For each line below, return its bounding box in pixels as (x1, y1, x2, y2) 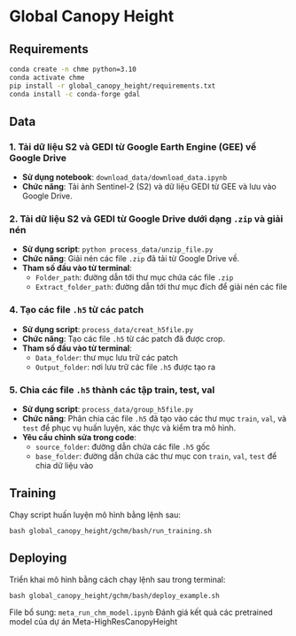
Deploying (9, 551, 67, 566)
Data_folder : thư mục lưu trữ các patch (35, 352, 179, 362)
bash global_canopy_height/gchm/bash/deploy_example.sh (9, 591, 220, 600)
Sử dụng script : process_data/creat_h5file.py (21, 323, 193, 334)
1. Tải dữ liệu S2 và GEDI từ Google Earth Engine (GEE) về (9, 140, 257, 152)
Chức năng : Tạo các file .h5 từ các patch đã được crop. (21, 333, 226, 344)
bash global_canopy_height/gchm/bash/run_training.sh (9, 526, 213, 535)
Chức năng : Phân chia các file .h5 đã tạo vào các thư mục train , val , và (21, 414, 287, 424)
